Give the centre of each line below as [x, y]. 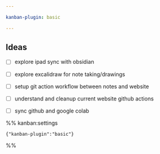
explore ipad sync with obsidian [54, 62]
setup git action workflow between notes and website [82, 86]
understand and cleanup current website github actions [84, 99]
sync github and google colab [52, 111]
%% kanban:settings [32, 123]
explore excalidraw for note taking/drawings [70, 74]
